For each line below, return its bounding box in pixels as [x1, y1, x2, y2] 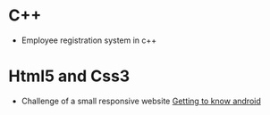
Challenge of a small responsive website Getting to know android [21, 95, 261, 106]
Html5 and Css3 [8, 66, 131, 86]
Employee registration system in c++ [21, 35, 157, 45]
